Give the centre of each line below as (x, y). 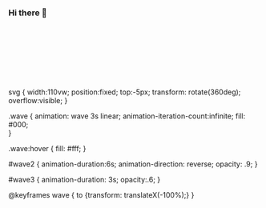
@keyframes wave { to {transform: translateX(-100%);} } (101, 194)
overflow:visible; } (38, 100)
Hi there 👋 (28, 13)
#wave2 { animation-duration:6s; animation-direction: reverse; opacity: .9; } (133, 164)
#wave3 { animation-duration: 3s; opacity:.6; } (85, 179)
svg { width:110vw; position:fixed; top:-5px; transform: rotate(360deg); (125, 92)
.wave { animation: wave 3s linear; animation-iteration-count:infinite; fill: (127, 116)
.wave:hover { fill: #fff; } (47, 148)
